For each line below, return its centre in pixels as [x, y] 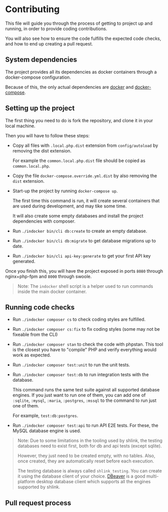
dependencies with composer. [44, 221]
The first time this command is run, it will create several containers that [86, 200]
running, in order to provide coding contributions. [56, 28]
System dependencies [41, 60]
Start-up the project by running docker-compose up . [65, 191]
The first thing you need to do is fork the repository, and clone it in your [79, 120]
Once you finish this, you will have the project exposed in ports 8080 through [84, 271]
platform [26, 482]
